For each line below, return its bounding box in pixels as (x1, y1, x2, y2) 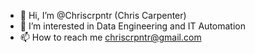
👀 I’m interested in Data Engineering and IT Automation (19, 20, 246, 32)
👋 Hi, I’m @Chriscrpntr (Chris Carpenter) (19, 10, 187, 21)
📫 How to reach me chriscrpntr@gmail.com (19, 31, 202, 43)
